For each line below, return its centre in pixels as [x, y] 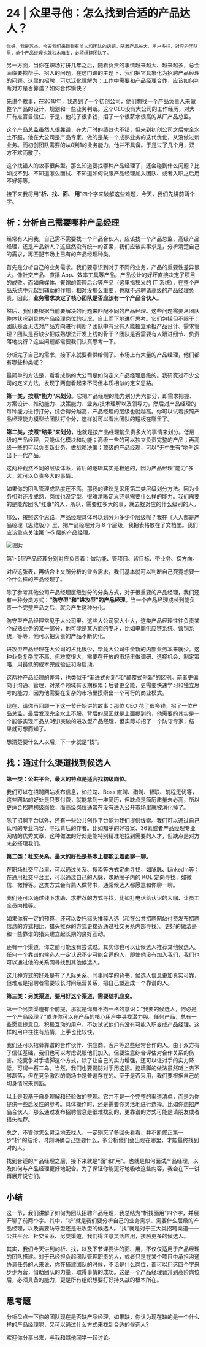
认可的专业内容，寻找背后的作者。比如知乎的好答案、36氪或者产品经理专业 [101, 828]
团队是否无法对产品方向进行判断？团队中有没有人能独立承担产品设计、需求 [100, 326]
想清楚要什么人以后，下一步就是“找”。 [55, 742]
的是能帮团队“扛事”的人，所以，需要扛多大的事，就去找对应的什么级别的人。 [103, 504]
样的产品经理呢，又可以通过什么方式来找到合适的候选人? [78, 1325]
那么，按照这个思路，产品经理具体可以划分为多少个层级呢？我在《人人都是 [100, 517]
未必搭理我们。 [25, 843]
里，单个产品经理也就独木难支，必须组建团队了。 [59, 53]
